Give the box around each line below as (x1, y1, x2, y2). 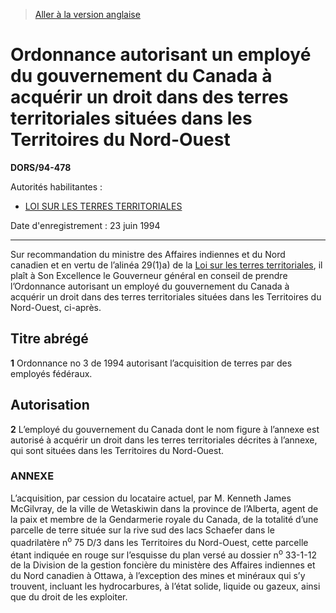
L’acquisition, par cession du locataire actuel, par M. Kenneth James (10, 492, 292, 504)
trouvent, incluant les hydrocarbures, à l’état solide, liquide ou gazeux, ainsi (10, 580, 321, 593)
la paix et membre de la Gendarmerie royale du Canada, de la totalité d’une (10, 513, 319, 525)
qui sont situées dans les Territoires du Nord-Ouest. (10, 444, 225, 456)
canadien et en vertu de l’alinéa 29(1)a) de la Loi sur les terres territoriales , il (10, 259, 323, 271)
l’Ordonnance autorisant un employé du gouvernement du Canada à (10, 280, 290, 292)
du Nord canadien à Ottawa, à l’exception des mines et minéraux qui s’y (10, 570, 306, 582)
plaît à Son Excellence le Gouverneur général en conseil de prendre (10, 269, 288, 281)
